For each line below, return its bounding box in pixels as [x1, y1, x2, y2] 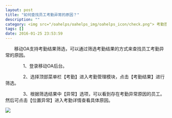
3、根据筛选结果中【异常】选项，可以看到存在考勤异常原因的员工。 [23, 91, 165, 97]
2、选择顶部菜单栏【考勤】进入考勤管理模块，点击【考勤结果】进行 [23, 74, 165, 79]
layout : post [5, 7, 33, 13]
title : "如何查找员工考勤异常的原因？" [5, 12, 79, 17]
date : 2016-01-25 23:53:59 [5, 31, 63, 36]
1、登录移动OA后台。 [23, 63, 68, 69]
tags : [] [5, 26, 24, 32]
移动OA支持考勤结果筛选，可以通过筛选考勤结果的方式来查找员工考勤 [14, 46, 160, 51]
